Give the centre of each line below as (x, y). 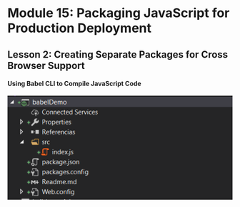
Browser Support (46, 65)
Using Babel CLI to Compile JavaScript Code (74, 84)
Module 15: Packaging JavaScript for (119, 13)
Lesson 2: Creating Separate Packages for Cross (118, 54)
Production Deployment (80, 28)
